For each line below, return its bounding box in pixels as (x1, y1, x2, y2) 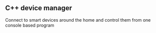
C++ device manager (5, 4, 72, 12)
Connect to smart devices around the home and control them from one (5, 17, 151, 23)
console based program (5, 22, 54, 28)
